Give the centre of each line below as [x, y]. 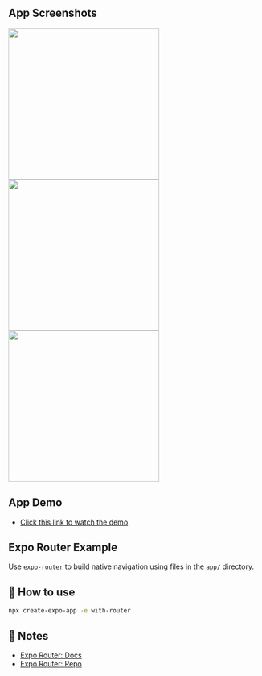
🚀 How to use [42, 592]
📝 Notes [29, 636]
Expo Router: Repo [51, 663]
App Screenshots [53, 13]
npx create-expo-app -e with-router [70, 611]
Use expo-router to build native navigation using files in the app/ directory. [131, 566]
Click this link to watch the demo [74, 522]
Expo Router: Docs [51, 655]
